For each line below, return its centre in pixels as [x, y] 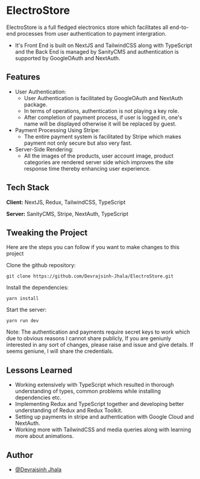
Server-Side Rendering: [44, 149]
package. [36, 104]
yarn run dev [23, 321]
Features [23, 77]
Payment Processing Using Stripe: [58, 130]
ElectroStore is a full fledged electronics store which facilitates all [87, 27]
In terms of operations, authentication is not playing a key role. [102, 111]
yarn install [23, 299]
